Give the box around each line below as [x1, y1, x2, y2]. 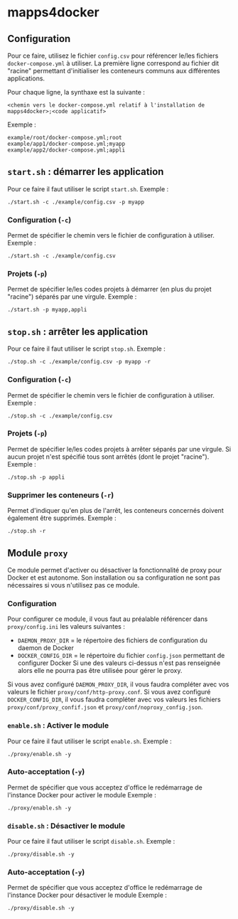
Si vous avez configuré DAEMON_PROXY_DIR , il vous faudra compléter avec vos [7, 680, 229, 689]
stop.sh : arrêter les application [7, 325, 148, 338]
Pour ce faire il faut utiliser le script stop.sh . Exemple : [7, 344, 166, 353]
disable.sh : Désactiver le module [7, 821, 126, 831]
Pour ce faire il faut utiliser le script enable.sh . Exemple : [7, 737, 172, 745]
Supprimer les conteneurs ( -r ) [7, 490, 114, 500]
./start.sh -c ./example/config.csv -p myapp [7, 198, 144, 206]
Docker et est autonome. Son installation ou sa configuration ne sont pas [7, 573, 220, 582]
